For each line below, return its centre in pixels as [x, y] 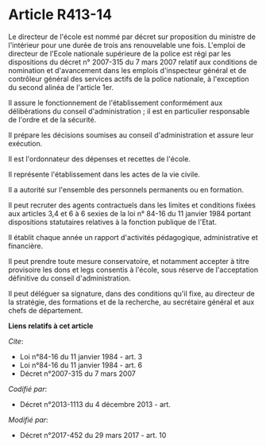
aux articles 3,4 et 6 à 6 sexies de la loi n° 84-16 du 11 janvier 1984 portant [130, 213]
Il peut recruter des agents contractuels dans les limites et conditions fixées [132, 205]
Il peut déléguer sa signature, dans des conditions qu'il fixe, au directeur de [132, 293]
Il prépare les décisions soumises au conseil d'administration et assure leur [131, 135]
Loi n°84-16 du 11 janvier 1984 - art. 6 [81, 365]
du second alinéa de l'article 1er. [61, 87]
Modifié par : [29, 420]
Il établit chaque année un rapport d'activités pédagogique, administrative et [133, 237]
